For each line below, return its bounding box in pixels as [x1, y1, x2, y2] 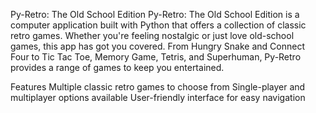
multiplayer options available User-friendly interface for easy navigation [10, 92, 306, 103]
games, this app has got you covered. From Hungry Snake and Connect [10, 40, 305, 52]
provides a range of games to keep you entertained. [10, 62, 225, 73]
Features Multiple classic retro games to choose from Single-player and [10, 81, 306, 93]
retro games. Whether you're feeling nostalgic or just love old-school [10, 30, 295, 41]
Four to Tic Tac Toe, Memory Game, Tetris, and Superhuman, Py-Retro [10, 51, 302, 63]
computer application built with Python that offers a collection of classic [10, 19, 307, 31]
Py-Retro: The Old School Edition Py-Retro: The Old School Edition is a [10, 9, 300, 20]
